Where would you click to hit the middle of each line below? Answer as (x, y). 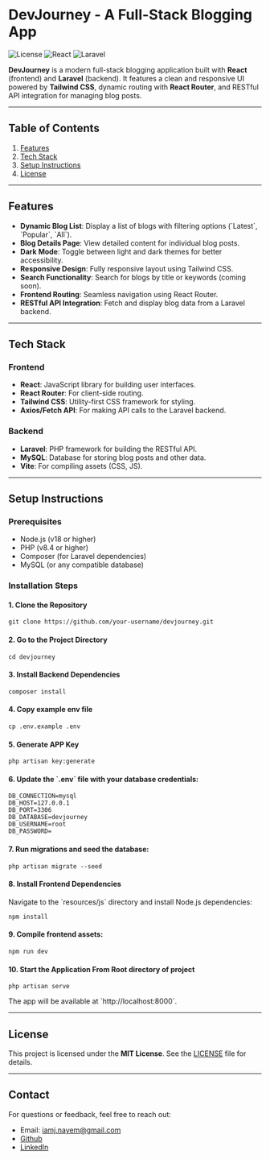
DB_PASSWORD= (30, 831)
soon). (31, 286)
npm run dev (28, 951)
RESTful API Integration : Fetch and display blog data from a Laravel (132, 303)
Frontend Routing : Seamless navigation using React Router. (119, 294)
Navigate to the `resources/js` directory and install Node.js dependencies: (131, 902)
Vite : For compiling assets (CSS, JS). (81, 466)
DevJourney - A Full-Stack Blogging (131, 15)
